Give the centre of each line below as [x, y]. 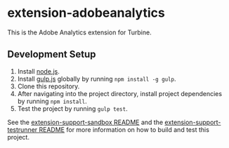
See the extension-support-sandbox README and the [85, 122]
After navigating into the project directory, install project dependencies [120, 93]
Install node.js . [38, 71]
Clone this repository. [48, 86]
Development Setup [52, 54]
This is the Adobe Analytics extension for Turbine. [80, 32]
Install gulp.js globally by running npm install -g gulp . [97, 79]
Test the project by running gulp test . [72, 108]
